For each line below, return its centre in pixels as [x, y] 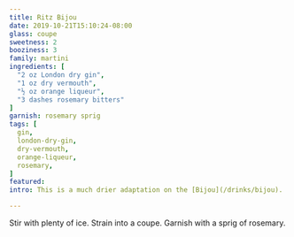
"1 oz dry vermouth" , [57, 83]
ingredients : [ [37, 67]
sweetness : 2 [33, 42]
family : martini [39, 58]
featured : [27, 182]
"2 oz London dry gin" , [61, 75]
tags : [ [23, 125]
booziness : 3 [33, 50]
